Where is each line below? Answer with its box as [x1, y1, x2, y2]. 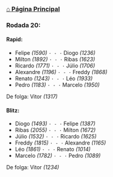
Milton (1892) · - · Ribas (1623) [14, 56, 95, 63]
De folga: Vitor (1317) [6, 93, 58, 101]
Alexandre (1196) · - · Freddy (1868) [14, 69, 108, 76]
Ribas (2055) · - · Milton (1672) [14, 126, 96, 134]
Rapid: [6, 36, 23, 43]
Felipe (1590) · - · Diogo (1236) [14, 49, 96, 57]
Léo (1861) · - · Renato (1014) [14, 146, 91, 153]
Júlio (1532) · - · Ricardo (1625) [14, 133, 97, 140]
